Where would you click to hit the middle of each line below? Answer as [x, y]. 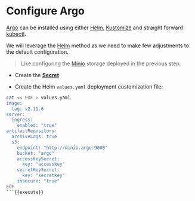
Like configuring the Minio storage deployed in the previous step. [101, 63]
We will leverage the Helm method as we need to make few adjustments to [98, 45]
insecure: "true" [38, 181]
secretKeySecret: [38, 170]
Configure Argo [45, 11]
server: [16, 114]
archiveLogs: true [35, 137]
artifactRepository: [32, 131]
